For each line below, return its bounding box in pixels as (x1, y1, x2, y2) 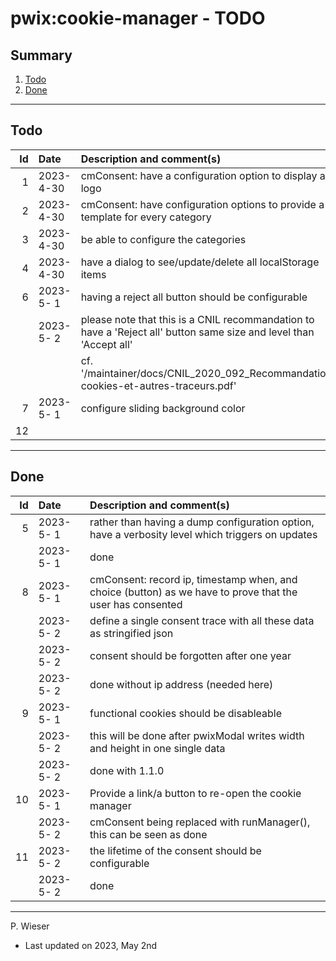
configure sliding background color (80, 401, 246, 415)
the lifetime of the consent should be (89, 843, 262, 857)
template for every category (80, 210, 212, 224)
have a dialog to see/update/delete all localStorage (80, 255, 320, 269)
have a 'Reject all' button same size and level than (80, 325, 315, 339)
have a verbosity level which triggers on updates (89, 527, 318, 541)
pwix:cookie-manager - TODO (10, 7, 266, 30)
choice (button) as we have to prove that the (89, 585, 298, 599)
